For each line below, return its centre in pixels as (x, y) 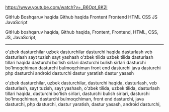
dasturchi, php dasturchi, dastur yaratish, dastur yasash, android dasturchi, (83, 104)
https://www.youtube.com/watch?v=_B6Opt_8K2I (56, 7)
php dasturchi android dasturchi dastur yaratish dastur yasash (70, 73)
